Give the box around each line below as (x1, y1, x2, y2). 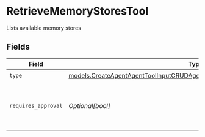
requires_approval (9, 102, 63, 109)
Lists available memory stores (6, 24, 81, 32)
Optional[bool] (68, 101, 111, 110)
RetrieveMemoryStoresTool (6, 4, 149, 18)
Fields (6, 42, 31, 52)
